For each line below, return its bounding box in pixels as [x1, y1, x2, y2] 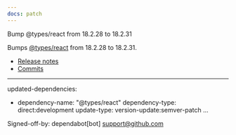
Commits [17, 64, 44, 72]
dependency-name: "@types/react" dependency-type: [17, 98, 177, 106]
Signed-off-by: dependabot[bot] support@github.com [7, 119, 164, 127]
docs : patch [7, 10, 42, 18]
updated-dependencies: [7, 84, 77, 93]
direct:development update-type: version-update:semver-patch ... [17, 105, 209, 114]
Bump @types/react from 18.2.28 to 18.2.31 [7, 30, 132, 38]
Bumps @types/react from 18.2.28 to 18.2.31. [7, 43, 137, 51]
